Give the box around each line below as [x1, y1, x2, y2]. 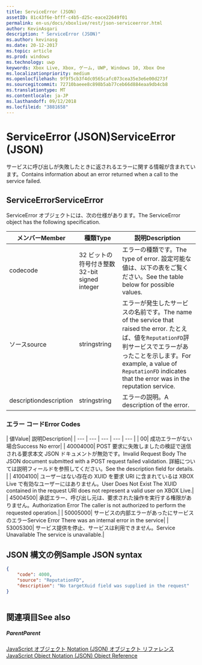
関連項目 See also [6, 612, 71, 622]
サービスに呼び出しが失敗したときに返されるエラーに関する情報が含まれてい [6, 163, 196, 170]
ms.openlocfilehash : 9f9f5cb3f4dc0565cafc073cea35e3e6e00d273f [6, 76, 168, 82]
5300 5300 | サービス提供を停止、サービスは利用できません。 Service [6, 524, 176, 531]
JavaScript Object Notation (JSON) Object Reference [6, 652, 138, 659]
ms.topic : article [6, 48, 52, 54]
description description [9, 397, 73, 405]
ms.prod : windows [6, 54, 50, 60]
